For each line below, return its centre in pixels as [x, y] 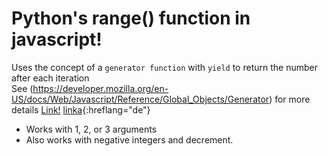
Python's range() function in [131, 18]
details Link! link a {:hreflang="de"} [81, 109]
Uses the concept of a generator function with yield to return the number [164, 67]
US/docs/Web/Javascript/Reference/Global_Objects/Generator [140, 99]
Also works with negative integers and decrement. [129, 139]
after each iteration [50, 78]
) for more [290, 99]
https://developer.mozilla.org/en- [100, 88]
